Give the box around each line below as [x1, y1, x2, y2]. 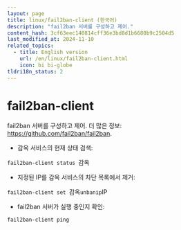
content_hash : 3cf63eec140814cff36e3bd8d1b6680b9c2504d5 [7, 29, 175, 37]
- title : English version [13, 49, 88, 56]
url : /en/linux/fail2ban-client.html [19, 55, 128, 62]
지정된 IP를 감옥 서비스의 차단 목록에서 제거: [17, 173, 135, 182]
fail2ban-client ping [7, 216, 70, 224]
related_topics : [7, 42, 54, 49]
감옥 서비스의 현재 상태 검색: [17, 143, 93, 152]
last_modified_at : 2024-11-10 [7, 36, 95, 43]
